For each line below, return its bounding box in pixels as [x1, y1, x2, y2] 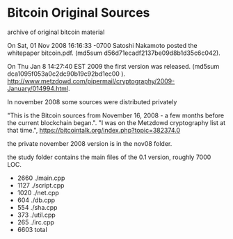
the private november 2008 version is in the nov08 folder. [7, 139, 172, 147]
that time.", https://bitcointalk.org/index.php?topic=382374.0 [7, 126, 181, 134]
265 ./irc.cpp [17, 217, 54, 226]
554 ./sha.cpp [17, 203, 58, 211]
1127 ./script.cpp [17, 181, 65, 189]
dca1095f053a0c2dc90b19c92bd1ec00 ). [7, 69, 126, 78]
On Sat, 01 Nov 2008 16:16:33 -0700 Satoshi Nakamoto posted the [7, 41, 198, 49]
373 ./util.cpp [17, 211, 56, 219]
